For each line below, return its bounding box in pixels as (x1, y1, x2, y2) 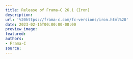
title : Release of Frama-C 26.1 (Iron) (5, 7, 90, 13)
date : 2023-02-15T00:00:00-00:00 (5, 22, 76, 27)
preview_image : (5, 27, 38, 32)
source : (5, 46, 22, 51)
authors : (5, 36, 24, 42)
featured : (5, 31, 26, 36)
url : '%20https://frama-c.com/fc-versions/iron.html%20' (5, 17, 129, 22)
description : (5, 12, 33, 17)
